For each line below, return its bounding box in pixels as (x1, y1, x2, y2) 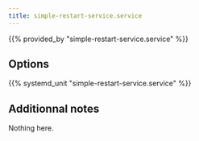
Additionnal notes (8, 102, 100, 115)
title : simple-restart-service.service (8, 11, 143, 20)
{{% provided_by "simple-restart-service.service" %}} (8, 34, 189, 44)
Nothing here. (8, 123, 54, 133)
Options (8, 57, 50, 71)
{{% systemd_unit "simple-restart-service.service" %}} (8, 78, 192, 89)
